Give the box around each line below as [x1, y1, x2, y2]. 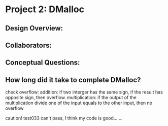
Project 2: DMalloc [5, 4, 85, 15]
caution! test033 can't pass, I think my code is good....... [5, 115, 123, 121]
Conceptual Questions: [5, 58, 80, 67]
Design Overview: [5, 24, 63, 33]
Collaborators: [5, 41, 52, 49]
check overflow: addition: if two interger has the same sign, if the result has [5, 89, 163, 95]
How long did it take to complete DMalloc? [5, 75, 141, 84]
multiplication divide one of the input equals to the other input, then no [5, 100, 153, 106]
